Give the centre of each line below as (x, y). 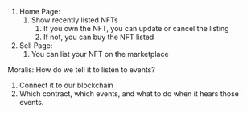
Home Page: (40, 12)
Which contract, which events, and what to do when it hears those (129, 94)
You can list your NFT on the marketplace (100, 54)
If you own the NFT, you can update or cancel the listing (136, 28)
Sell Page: (36, 46)
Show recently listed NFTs (74, 20)
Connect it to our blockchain (66, 85)
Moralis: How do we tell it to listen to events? (82, 70)
